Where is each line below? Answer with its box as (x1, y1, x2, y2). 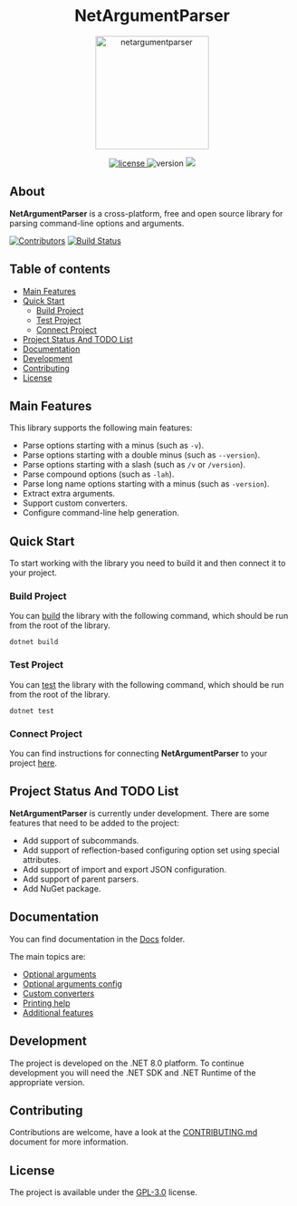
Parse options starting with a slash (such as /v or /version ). (22, 459, 246, 470)
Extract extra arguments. (22, 488, 116, 499)
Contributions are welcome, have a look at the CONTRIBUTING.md (9, 1127, 258, 1138)
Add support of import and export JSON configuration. (22, 863, 227, 874)
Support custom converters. (22, 497, 129, 508)
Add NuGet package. (22, 883, 101, 893)
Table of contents (9, 262, 110, 277)
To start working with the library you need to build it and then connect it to (9, 558, 286, 569)
